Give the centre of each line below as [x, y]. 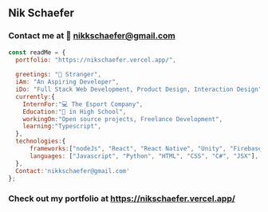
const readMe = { [37, 52]
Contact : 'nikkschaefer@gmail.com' [73, 171]
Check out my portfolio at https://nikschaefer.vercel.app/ [122, 198]
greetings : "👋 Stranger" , [59, 75]
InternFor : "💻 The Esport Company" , [83, 104]
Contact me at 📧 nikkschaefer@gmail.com [92, 36]
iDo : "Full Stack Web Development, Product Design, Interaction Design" [139, 90]
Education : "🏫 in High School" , [75, 112]
